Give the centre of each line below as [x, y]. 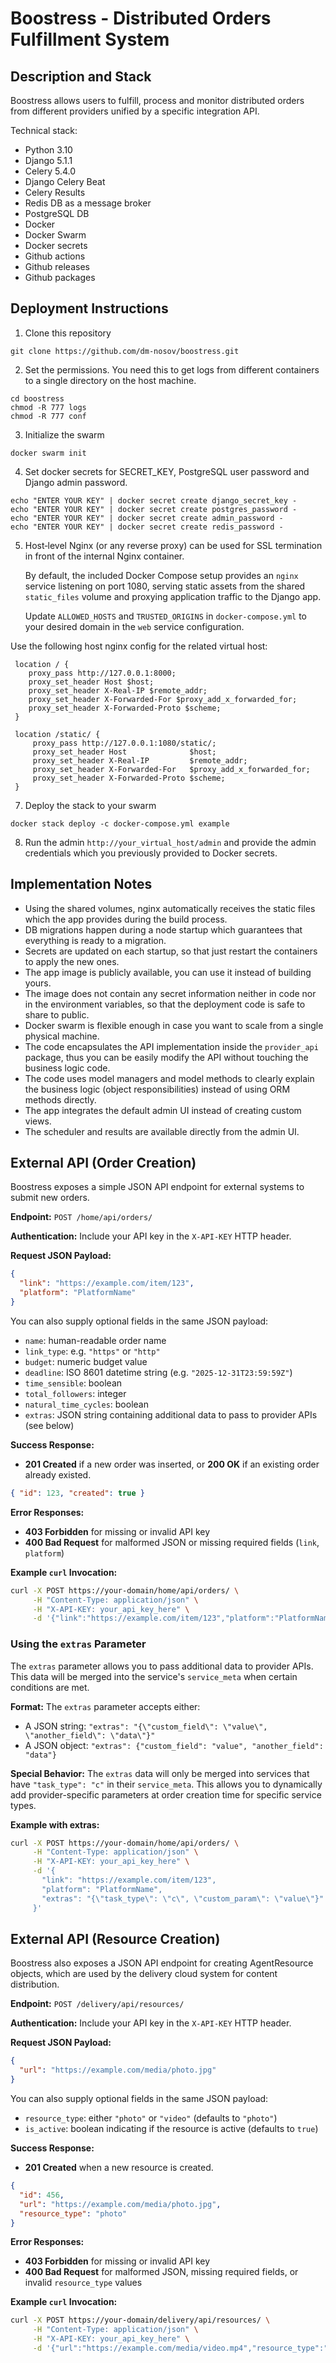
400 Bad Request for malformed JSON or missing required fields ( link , [172, 1542]
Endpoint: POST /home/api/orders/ [81, 1217]
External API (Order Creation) [103, 1163]
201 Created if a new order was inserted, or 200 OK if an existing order [172, 1464]
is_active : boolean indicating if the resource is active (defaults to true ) [171, 2129]
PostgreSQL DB [57, 213]
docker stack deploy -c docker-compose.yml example [120, 823]
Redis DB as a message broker [88, 203]
